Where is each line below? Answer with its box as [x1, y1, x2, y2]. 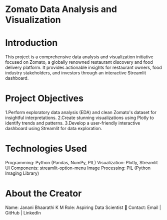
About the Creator [5, 188, 82, 199]
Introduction [5, 37, 58, 49]
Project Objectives [5, 93, 84, 104]
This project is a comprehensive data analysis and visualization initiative [5, 54, 153, 60]
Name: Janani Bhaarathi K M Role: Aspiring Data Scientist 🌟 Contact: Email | [5, 204, 161, 210]
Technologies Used [5, 143, 87, 154]
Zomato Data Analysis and [5, 4, 117, 15]
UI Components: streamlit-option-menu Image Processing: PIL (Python [5, 165, 151, 171]
